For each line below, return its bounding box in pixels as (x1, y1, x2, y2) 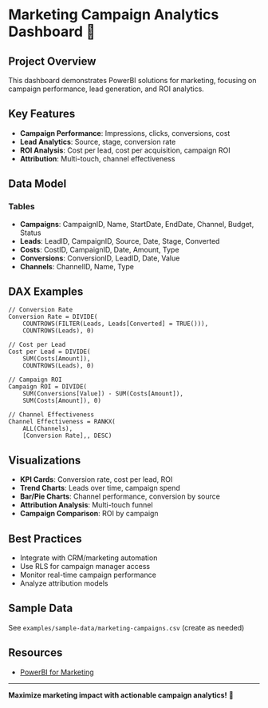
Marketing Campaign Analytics (8, 6, 219, 24)
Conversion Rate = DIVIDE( (8, 313, 98, 321)
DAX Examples (8, 284, 84, 298)
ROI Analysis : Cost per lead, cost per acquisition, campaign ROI (19, 145, 231, 155)
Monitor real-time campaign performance (19, 570, 157, 579)
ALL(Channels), (22, 425, 73, 433)
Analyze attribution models (19, 578, 108, 588)
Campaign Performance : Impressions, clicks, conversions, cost (19, 128, 231, 137)
